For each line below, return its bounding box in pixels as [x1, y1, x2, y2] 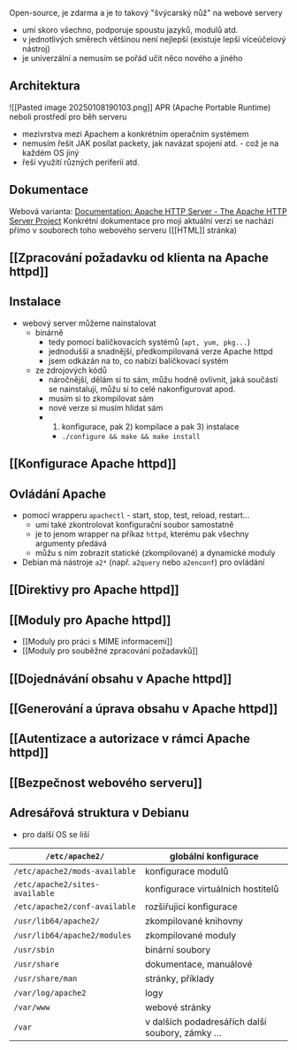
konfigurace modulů [144, 865, 229, 877]
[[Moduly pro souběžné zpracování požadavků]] [21, 645, 199, 656]
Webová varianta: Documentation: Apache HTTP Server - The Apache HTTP [9, 205, 287, 216]
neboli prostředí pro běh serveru [9, 111, 127, 122]
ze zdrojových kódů [34, 365, 108, 375]
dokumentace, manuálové [144, 958, 253, 970]
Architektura [9, 79, 81, 94]
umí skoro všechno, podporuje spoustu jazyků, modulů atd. [21, 25, 239, 35]
